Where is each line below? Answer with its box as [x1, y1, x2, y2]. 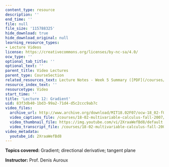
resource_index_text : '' [5, 82, 57, 87]
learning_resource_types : [5, 40, 59, 45]
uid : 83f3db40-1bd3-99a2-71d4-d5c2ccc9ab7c [5, 101, 98, 106]
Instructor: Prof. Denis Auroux [5, 157, 68, 163]
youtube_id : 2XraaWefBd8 [10, 134, 62, 139]
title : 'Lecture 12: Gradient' [5, 96, 71, 101]
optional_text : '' [5, 63, 44, 68]
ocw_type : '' [5, 54, 33, 59]
